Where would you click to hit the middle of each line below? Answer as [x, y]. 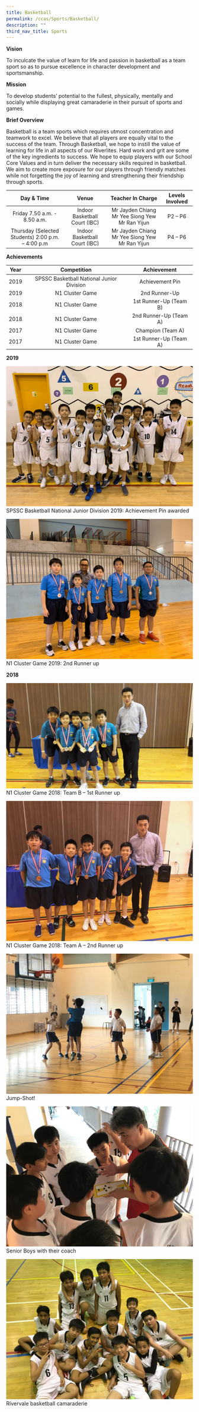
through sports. [25, 182]
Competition [76, 270]
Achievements [25, 256]
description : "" [26, 25]
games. [15, 109]
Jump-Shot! [21, 1098]
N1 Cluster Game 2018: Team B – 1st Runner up [63, 792]
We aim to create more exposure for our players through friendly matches [96, 170]
